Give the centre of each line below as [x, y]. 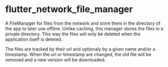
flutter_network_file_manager [69, 9]
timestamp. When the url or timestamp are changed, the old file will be [78, 54]
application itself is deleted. [34, 39]
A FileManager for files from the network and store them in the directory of [83, 23]
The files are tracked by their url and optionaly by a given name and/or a [80, 49]
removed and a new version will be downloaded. [55, 59]
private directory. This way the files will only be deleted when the [73, 34]
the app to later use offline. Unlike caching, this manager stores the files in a [84, 28]
